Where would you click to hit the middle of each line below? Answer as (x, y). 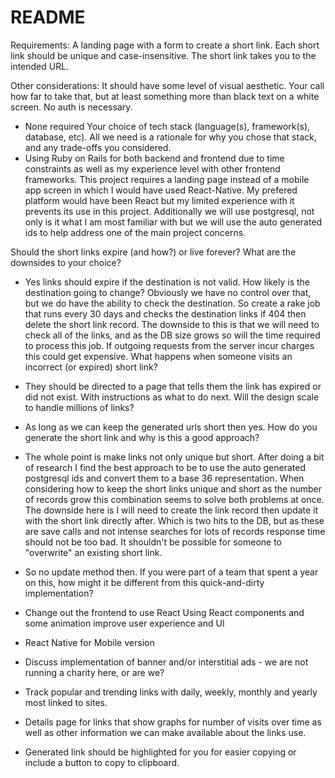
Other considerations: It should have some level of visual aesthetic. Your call (167, 85)
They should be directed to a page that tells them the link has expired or (173, 386)
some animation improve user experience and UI (124, 623)
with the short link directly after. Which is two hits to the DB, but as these (174, 520)
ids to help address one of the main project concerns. (135, 232)
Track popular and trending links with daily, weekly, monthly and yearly (171, 692)
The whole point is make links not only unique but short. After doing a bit (174, 457)
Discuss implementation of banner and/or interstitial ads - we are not (166, 662)
